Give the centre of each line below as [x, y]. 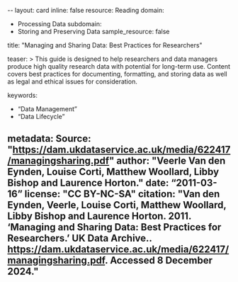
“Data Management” [47, 109]
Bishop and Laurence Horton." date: [88, 183]
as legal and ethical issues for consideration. [73, 81]
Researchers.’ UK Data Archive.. [80, 238]
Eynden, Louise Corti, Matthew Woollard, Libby [113, 172]
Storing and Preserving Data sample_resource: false [93, 32]
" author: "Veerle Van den [167, 161]
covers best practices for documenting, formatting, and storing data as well [118, 74]
